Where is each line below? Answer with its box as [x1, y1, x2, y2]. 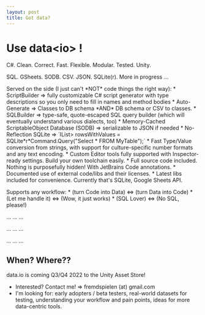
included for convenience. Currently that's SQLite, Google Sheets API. [6, 176, 183, 184]
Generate [6, 105, 30, 112]
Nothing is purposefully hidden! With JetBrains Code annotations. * [6, 163, 176, 171]
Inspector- [172, 150, 199, 158]
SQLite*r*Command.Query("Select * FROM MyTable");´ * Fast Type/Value [6, 138, 192, 145]
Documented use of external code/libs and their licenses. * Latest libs [6, 170, 182, 177]
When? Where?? [6, 255, 72, 265]
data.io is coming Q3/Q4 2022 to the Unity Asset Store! [6, 271, 146, 279]
